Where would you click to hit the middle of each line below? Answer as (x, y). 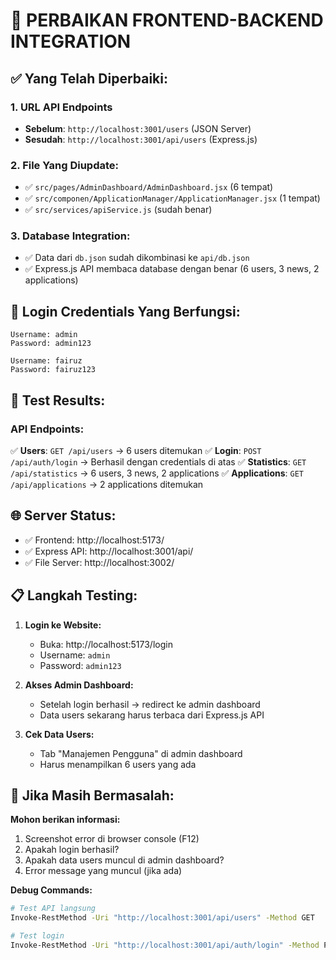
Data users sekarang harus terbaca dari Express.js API (152, 715)
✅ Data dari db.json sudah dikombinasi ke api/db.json (137, 258)
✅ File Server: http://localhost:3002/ (99, 562)
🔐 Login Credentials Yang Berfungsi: (125, 311)
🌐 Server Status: (63, 515)
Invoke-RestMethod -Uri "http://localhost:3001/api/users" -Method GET (162, 918)
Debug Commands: (51, 890)
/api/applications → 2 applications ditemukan (107, 484)
